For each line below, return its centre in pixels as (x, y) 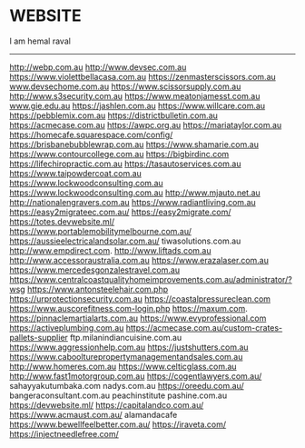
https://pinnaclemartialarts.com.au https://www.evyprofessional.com (138, 318)
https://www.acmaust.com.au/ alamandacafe (93, 414)
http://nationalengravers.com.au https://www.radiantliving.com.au (133, 202)
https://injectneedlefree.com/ (64, 433)
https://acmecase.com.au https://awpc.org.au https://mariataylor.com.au (146, 124)
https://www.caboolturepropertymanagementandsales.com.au (126, 356)
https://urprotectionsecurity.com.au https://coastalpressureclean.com (140, 299)
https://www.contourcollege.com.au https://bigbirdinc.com (119, 154)
